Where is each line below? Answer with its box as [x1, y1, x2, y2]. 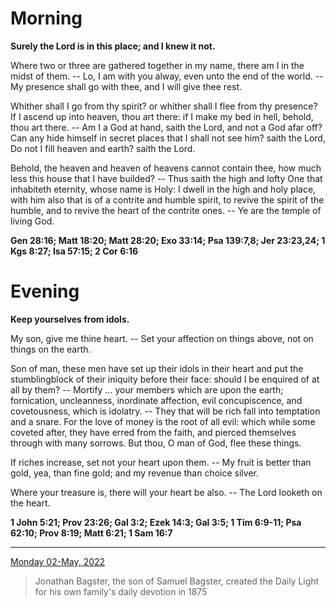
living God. [10, 215, 55, 227]
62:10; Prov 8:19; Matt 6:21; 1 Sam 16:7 [10, 527, 173, 539]
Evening [10, 280, 80, 303]
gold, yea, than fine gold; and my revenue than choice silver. [10, 467, 259, 479]
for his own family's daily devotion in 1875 [34, 585, 208, 597]
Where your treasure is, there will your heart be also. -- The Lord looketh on [10, 486, 323, 498]
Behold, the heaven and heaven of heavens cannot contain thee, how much [10, 162, 322, 174]
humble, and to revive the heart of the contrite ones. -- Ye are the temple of [10, 204, 322, 216]
